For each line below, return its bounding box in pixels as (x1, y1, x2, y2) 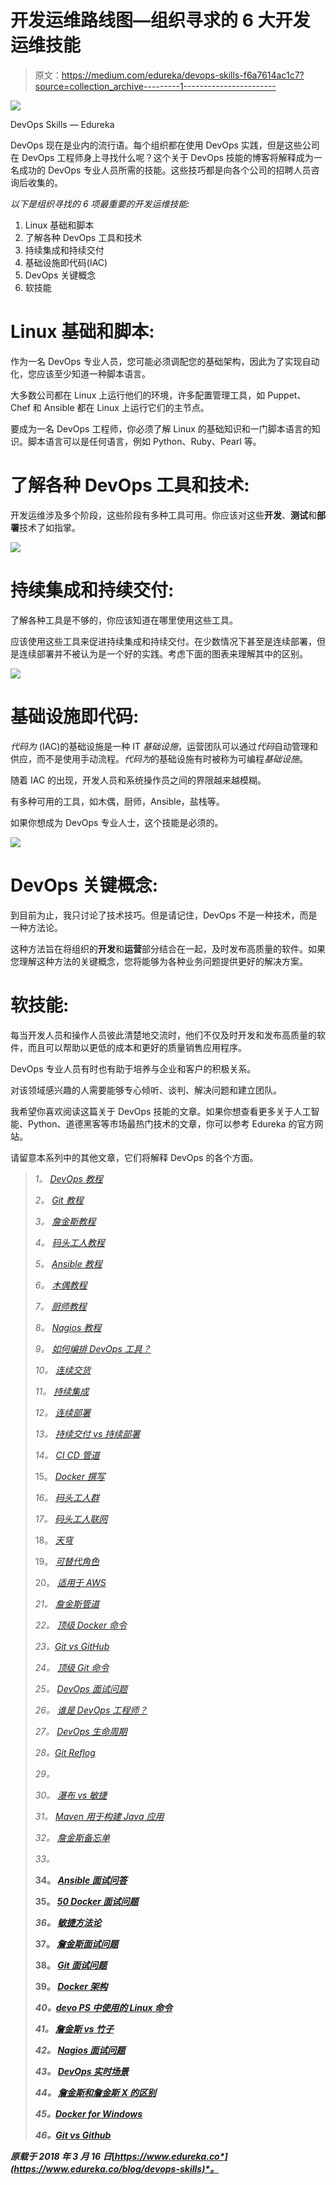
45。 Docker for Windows (34, 2107, 143, 2120)
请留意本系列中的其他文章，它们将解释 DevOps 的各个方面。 (10, 1151, 259, 1163)
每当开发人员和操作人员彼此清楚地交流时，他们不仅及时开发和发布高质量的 (10, 1029, 317, 1041)
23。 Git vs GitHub (34, 1640, 110, 1652)
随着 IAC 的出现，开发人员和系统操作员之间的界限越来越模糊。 (10, 774, 267, 786)
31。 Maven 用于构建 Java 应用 (34, 1810, 165, 1822)
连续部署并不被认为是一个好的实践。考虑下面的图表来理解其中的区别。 (18, 647, 308, 660)
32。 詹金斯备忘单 (34, 1831, 110, 1843)
